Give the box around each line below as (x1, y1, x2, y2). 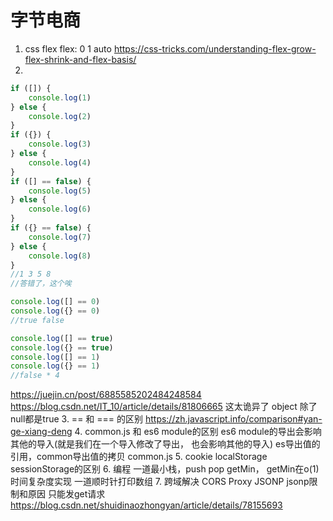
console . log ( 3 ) (28, 139, 92, 150)
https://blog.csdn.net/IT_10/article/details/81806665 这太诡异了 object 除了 (10, 401, 318, 413)
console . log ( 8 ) (28, 251, 92, 261)
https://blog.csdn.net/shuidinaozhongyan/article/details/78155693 (10, 499, 283, 511)
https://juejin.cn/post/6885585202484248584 (10, 389, 202, 401)
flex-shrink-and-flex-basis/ (24, 53, 137, 65)
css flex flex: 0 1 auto (24, 42, 112, 55)
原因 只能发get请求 (27, 488, 106, 500)
